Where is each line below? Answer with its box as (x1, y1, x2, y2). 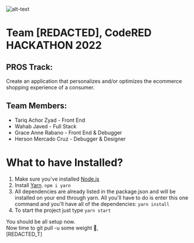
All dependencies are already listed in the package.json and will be (14, 188, 176, 195)
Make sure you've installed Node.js (14, 175, 100, 182)
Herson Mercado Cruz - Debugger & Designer (14, 135, 126, 142)
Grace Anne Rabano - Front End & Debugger (14, 129, 122, 136)
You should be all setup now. (6, 218, 76, 225)
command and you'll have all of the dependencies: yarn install (14, 200, 170, 207)
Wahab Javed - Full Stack (14, 122, 77, 129)
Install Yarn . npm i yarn (14, 181, 72, 188)
